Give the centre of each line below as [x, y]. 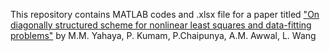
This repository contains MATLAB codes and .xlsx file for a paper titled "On [165, 14]
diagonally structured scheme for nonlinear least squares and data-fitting [161, 25]
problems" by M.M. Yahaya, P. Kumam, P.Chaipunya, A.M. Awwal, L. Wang [163, 35]
